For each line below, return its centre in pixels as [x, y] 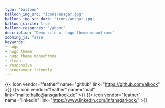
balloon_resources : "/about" [35, 28]
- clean [13, 61]
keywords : [15, 42]
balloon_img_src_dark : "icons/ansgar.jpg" [50, 19]
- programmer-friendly [29, 70]
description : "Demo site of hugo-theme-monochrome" [60, 33]
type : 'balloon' [22, 10]
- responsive [19, 65]
